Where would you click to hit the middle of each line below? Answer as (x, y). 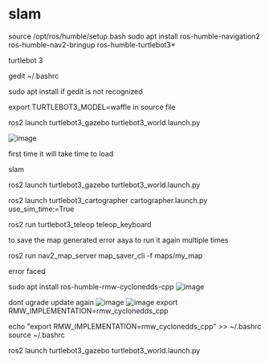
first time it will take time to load (61, 153)
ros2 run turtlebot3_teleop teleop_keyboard (80, 224)
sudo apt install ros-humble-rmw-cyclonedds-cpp (91, 287)
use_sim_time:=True (41, 209)
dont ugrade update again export (93, 302)
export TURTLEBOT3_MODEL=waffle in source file (92, 107)
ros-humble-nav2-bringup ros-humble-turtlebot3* (92, 44)
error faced (27, 271)
